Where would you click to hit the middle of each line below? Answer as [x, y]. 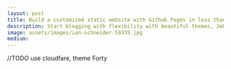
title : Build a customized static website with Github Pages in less [109, 20]
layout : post [26, 13]
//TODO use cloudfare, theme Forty [57, 58]
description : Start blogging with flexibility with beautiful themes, [110, 26]
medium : [18, 39]
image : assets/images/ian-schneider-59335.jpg [75, 32]
